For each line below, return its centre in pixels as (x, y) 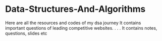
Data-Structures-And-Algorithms (75, 9)
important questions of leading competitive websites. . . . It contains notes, (81, 28)
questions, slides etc (26, 33)
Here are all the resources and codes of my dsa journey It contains (73, 23)
